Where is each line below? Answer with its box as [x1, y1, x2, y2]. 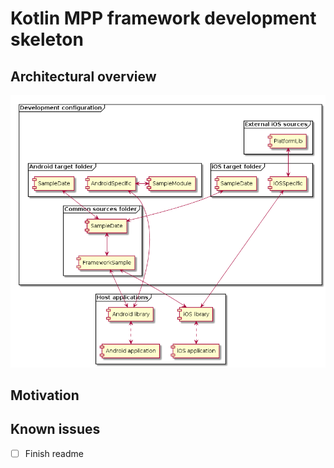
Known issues [10, 421, 101, 438]
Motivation [10, 387, 80, 404]
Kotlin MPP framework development [10, 7, 317, 30]
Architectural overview [10, 68, 157, 85]
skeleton [10, 28, 84, 51]
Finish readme [24, 447, 84, 459]
